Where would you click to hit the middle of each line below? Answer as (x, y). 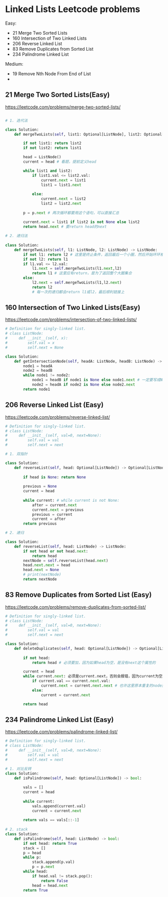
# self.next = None (34, 348)
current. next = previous (58, 510)
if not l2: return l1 (46, 259)
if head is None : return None (54, 477)
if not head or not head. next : (56, 551)
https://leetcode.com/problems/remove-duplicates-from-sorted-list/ (75, 607)
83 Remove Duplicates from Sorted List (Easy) (78, 595)
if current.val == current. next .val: (71, 681)
